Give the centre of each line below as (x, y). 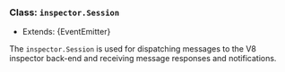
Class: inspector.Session (65, 12)
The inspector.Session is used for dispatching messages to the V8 (133, 49)
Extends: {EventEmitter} (66, 32)
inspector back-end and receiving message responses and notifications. (143, 59)
